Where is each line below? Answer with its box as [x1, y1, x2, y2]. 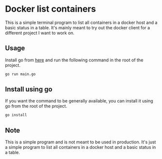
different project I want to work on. [5, 30, 74, 36]
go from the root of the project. [5, 103, 67, 109]
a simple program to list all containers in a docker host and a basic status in [5, 144, 156, 150]
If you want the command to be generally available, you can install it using [5, 98, 153, 104]
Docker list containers [5, 3, 96, 15]
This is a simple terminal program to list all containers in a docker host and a [5, 20, 158, 25]
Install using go [5, 85, 53, 94]
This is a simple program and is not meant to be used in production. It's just [5, 139, 156, 145]
